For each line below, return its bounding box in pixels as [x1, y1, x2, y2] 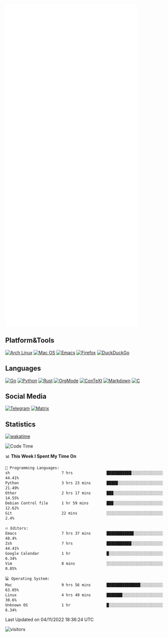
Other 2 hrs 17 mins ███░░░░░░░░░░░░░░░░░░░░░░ [5, 490, 163, 496]
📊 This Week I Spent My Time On [5, 453, 76, 459]
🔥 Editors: [5, 526, 29, 531]
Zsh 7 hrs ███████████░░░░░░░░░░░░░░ [5, 541, 163, 546]
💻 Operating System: [5, 576, 50, 582]
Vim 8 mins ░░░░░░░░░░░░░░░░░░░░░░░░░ [5, 561, 163, 567]
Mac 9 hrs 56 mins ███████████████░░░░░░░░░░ [5, 583, 163, 588]
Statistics [5, 420, 36, 429]
